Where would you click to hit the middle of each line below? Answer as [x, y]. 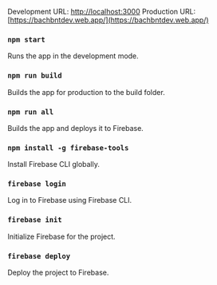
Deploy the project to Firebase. [58, 273]
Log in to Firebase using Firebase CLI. [70, 200]
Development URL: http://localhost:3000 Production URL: [102, 12]
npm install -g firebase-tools [68, 148]
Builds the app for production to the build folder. [86, 92]
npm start [26, 40]
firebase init [35, 220]
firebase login [37, 184]
